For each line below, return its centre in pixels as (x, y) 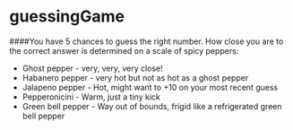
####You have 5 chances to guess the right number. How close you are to (146, 41)
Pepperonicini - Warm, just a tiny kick (91, 97)
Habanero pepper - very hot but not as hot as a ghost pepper (135, 77)
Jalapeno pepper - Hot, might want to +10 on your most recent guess (150, 87)
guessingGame (67, 17)
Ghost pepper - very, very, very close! (92, 68)
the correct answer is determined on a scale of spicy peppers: (124, 50)
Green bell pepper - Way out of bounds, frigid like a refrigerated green (152, 106)
